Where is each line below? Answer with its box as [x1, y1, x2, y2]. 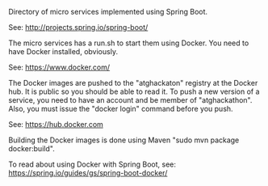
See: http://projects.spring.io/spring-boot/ [8, 23, 149, 32]
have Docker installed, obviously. [8, 47, 119, 56]
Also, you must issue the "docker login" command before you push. [8, 104, 233, 113]
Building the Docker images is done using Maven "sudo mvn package [8, 135, 240, 145]
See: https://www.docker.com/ [8, 62, 111, 72]
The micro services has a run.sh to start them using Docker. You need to [8, 38, 249, 48]
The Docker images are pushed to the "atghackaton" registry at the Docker [8, 78, 258, 87]
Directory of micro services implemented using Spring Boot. [8, 7, 208, 16]
